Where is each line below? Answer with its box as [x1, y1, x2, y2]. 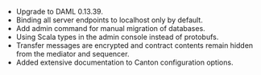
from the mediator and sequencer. [15, 49, 130, 58]
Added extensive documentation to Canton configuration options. [15, 57, 234, 67]
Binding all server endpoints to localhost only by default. [15, 15, 203, 25]
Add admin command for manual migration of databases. [15, 24, 205, 33]
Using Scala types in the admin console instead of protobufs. [15, 32, 219, 41]
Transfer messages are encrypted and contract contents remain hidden [15, 41, 254, 50]
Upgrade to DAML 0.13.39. [15, 7, 103, 16]
